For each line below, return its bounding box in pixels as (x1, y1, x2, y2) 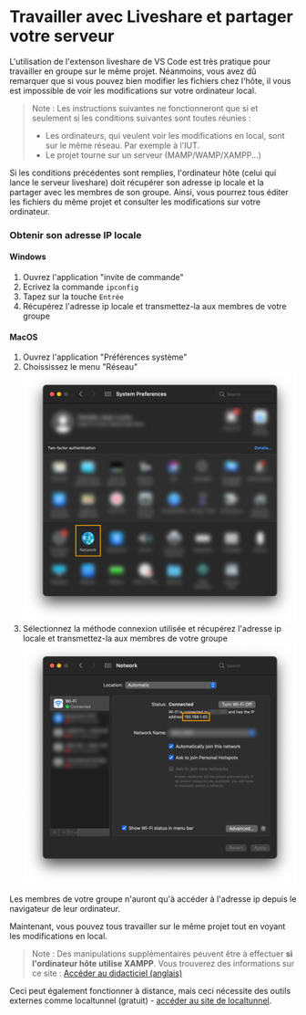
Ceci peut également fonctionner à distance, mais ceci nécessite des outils (9, 986, 291, 997)
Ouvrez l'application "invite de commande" (22, 272, 184, 283)
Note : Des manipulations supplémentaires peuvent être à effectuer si (31, 948, 293, 959)
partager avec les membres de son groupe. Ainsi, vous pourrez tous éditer (9, 186, 289, 197)
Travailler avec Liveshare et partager (9, 6, 293, 27)
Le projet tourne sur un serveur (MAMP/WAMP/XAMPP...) (45, 149, 262, 161)
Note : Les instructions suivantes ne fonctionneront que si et (31, 102, 259, 113)
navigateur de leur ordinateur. (9, 904, 121, 915)
